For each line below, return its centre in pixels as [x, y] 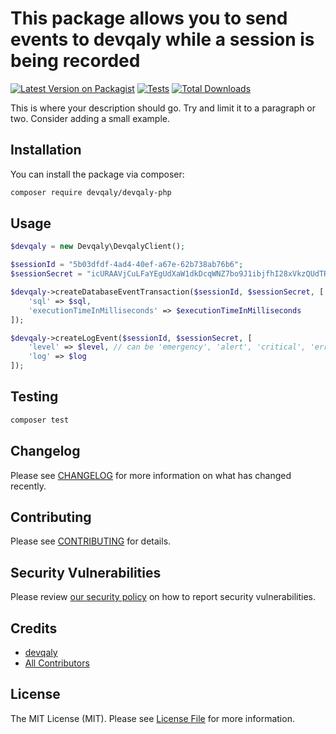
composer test [40, 420]
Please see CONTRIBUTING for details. [91, 541]
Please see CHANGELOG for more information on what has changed [151, 475]
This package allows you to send [149, 18]
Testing [34, 397]
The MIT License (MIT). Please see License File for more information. [152, 718]
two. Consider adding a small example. [90, 118]
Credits [34, 628]
